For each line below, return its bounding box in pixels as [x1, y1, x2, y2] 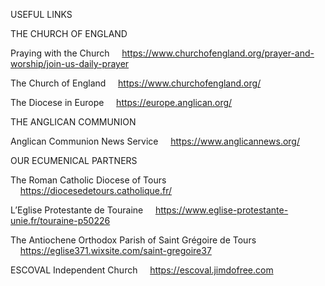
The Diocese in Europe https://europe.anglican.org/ [10, 97, 233, 108]
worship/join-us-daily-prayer [10, 58, 130, 69]
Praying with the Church [10, 47, 110, 59]
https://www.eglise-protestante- [154, 204, 289, 216]
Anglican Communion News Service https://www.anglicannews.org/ [10, 135, 300, 147]
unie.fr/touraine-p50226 [10, 215, 111, 226]
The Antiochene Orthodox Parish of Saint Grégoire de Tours [10, 234, 257, 246]
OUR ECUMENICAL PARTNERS [10, 155, 138, 166]
